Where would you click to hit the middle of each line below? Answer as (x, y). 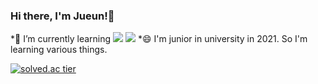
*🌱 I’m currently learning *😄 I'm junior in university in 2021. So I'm (159, 39)
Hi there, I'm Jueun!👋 (62, 16)
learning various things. (59, 50)
